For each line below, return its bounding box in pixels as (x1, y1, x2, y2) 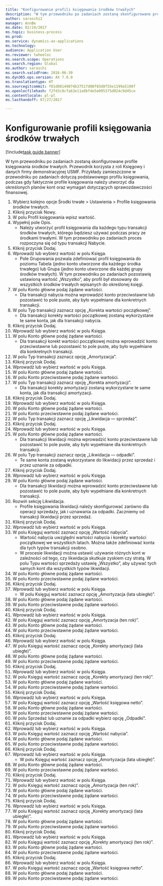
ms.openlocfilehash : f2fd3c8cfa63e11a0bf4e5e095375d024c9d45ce (5, 88, 136, 93)
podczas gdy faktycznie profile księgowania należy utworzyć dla (5, 179, 134, 185)
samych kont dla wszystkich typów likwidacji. (19, 566, 111, 572)
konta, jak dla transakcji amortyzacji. (19, 390, 93, 396)
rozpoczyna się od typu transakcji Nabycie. (19, 240, 106, 246)
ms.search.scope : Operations (5, 57, 64, 62)
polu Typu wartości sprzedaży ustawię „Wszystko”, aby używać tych (19, 560, 157, 566)
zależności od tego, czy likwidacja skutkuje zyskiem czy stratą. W (19, 555, 151, 561)
